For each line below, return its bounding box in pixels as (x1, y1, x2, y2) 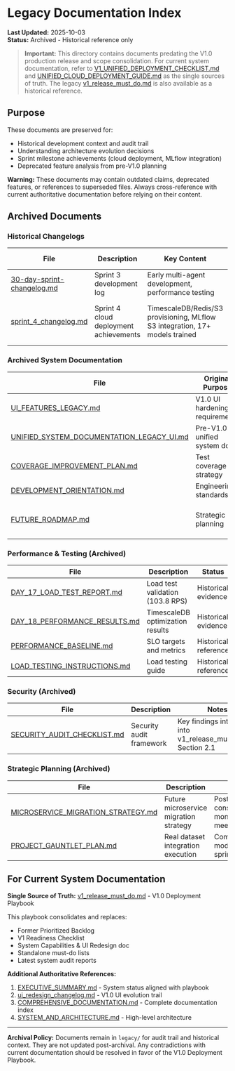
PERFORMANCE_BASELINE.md (10, 641, 113, 651)
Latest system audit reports (17, 957, 97, 965)
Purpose (7, 107, 45, 119)
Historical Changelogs (7, 232, 85, 242)
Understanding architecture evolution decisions (17, 146, 155, 155)
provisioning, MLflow (147, 313, 216, 322)
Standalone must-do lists (17, 949, 90, 957)
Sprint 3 (94, 270, 121, 280)
